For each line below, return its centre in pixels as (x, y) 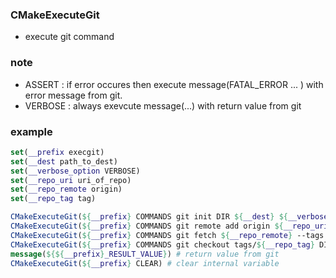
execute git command (69, 37)
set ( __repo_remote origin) (66, 189)
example (31, 131)
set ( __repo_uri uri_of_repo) (71, 180)
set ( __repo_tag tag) (53, 199)
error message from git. (73, 95)
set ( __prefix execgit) (57, 152)
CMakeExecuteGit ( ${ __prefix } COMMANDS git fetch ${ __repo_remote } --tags (167, 235)
